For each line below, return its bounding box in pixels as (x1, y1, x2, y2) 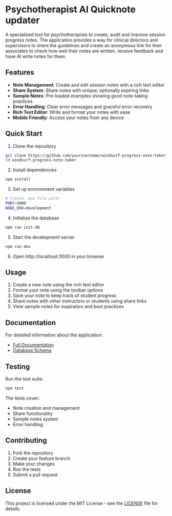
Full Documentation (12, 342, 54, 348)
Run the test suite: (5, 376, 44, 382)
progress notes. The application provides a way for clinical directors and (5, 37, 158, 43)
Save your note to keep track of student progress (12, 292, 117, 299)
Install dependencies (12, 167, 57, 173)
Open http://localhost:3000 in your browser (12, 253, 105, 260)
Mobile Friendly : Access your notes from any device (12, 114, 124, 121)
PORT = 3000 (5, 201, 27, 206)
